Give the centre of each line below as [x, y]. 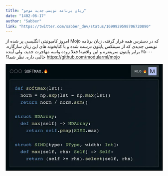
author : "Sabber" [24, 21]
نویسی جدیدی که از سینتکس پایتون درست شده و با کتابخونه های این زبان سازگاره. [82, 46]
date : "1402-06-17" [26, 16]
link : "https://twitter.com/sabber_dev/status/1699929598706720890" [78, 26]
